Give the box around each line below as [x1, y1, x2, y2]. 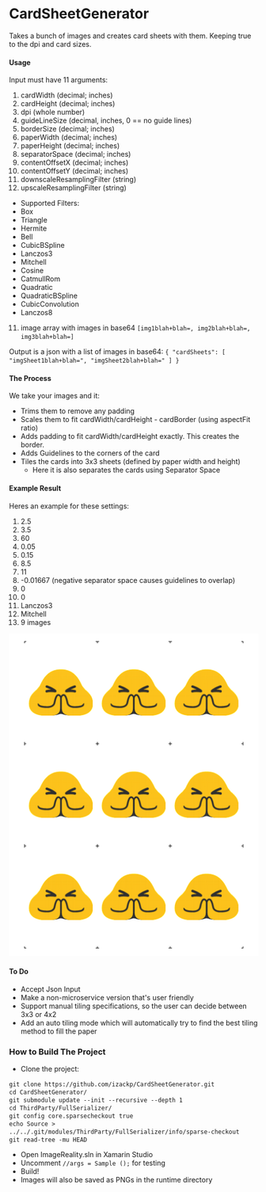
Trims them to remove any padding [20, 406, 135, 416]
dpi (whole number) [20, 108, 85, 117]
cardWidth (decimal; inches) [20, 90, 113, 100]
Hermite [20, 223, 47, 234]
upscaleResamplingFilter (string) [20, 183, 127, 192]
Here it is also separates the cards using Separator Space [32, 465, 221, 475]
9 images [20, 617, 51, 626]
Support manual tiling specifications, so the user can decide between [20, 1001, 248, 1011]
